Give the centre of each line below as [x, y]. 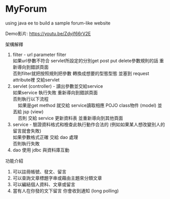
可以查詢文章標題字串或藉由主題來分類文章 [57, 178]
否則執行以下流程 [31, 99]
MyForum [26, 9]
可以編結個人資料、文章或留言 [44, 184]
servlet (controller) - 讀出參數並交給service [58, 86]
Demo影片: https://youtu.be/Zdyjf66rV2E [48, 33]
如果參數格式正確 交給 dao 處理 [45, 137]
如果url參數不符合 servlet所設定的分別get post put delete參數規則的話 [86, 60]
